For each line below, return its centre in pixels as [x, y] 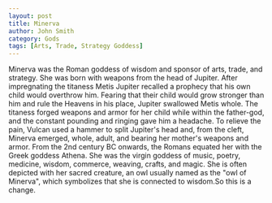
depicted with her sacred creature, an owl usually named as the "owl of [127, 173]
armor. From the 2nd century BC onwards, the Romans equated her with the [135, 147]
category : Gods [34, 39]
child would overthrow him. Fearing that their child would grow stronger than [136, 95]
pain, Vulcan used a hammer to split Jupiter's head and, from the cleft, [126, 130]
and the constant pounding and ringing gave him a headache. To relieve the [135, 121]
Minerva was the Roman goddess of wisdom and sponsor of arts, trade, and [136, 69]
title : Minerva [34, 24]
